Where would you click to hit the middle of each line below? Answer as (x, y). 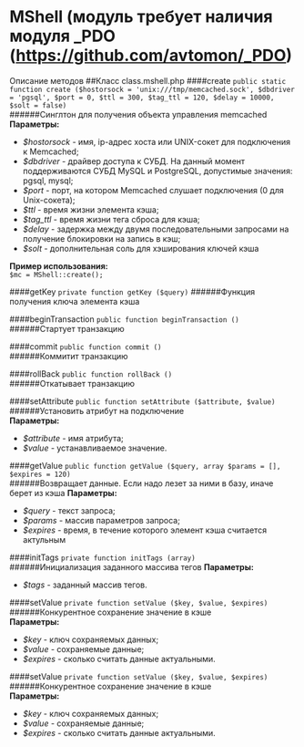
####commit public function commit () (86, 346)
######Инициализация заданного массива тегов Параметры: (132, 566)
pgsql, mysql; (48, 181)
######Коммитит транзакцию (69, 356)
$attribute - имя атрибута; (73, 438)
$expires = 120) (40, 474)
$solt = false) (38, 105)
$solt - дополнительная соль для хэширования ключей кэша (141, 248)
